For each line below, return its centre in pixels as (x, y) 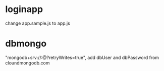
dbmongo (26, 44)
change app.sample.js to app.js (38, 23)
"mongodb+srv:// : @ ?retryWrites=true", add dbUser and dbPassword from (82, 57)
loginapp (24, 9)
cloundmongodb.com (28, 63)
